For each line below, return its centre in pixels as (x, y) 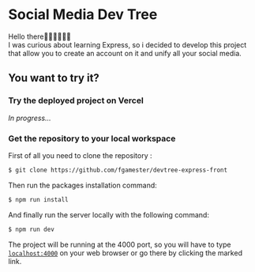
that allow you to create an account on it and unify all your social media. (125, 53)
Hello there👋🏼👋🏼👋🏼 (40, 36)
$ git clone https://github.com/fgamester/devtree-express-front (118, 170)
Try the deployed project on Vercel (76, 100)
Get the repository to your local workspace (92, 138)
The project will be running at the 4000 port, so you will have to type (120, 244)
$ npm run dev (32, 229)
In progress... (30, 118)
